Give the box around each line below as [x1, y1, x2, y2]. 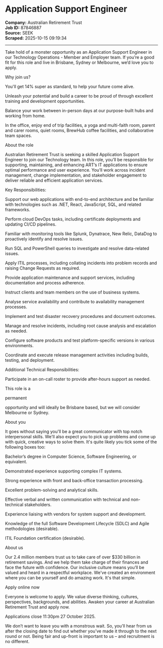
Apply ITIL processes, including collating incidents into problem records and [5, 260, 157, 266]
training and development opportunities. [5, 98, 85, 104]
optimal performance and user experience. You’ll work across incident [5, 167, 146, 173]
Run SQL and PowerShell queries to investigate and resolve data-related [5, 245, 149, 251]
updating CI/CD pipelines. [5, 221, 57, 227]
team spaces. [5, 133, 33, 138]
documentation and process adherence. [5, 279, 85, 286]
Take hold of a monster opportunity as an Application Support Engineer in [5, 49, 152, 55]
